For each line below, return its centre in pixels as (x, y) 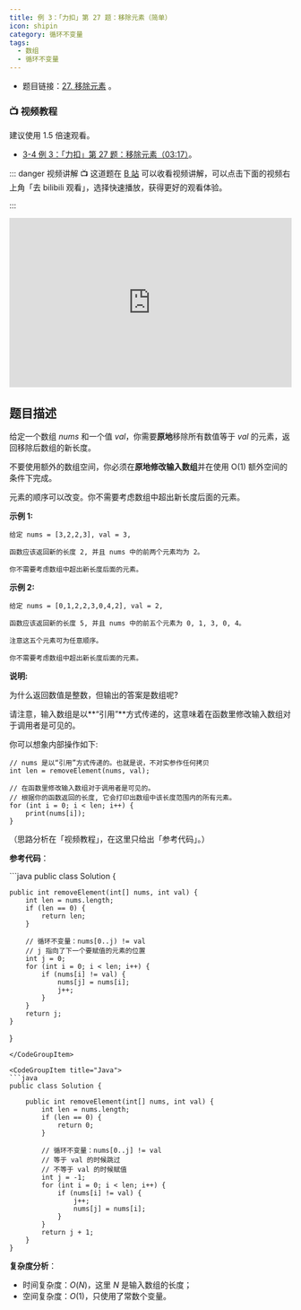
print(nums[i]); (56, 814)
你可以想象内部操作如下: (54, 745)
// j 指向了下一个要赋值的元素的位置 (86, 951)
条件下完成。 (33, 478)
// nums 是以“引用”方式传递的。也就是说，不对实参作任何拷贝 (109, 764)
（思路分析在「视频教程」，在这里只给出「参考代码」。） (109, 839)
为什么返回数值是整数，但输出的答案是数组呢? (94, 695)
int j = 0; (46, 959)
